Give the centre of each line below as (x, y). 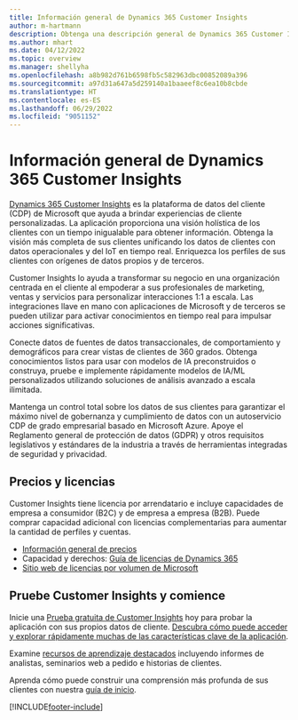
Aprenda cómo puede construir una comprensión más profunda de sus (139, 680)
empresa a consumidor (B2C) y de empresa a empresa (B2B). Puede (134, 513)
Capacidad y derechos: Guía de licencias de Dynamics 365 (130, 558)
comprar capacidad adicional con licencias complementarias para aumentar (148, 522)
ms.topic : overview (45, 59)
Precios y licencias (62, 482)
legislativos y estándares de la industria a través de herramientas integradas (149, 444)
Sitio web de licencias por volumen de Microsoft (110, 568)
